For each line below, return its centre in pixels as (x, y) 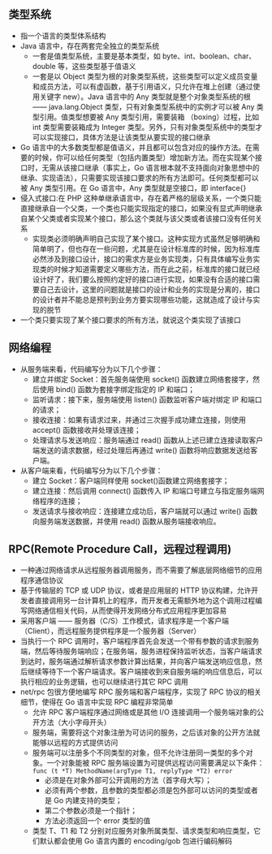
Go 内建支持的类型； (89, 800)
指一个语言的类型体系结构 (63, 36)
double (44, 66)
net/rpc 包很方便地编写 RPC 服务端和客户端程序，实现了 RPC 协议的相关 (140, 692)
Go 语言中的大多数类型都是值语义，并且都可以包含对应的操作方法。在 (136, 147)
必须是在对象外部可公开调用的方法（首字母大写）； (128, 780)
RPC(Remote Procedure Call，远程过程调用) (120, 549)
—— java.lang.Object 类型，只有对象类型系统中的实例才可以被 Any (143, 106)
